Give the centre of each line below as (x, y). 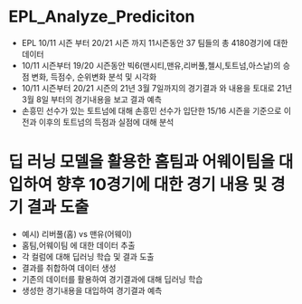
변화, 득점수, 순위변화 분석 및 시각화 (94, 76)
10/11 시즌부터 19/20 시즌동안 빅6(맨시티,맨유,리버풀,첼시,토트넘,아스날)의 (151, 65)
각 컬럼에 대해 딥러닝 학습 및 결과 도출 (88, 256)
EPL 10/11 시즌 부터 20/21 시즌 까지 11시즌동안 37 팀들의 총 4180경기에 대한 (155, 43)
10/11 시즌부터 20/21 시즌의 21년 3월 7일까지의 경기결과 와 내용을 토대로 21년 (157, 88)
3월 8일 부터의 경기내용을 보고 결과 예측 (91, 99)
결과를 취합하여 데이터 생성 (69, 268)
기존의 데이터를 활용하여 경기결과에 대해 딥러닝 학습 (112, 279)
